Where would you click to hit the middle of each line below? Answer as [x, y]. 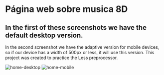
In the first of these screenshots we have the [76, 28]
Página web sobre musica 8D [67, 9]
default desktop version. [44, 35]
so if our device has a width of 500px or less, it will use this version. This [80, 52]
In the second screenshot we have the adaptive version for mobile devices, [82, 47]
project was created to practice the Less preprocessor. [62, 58]
